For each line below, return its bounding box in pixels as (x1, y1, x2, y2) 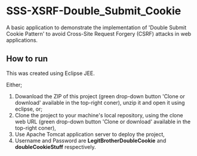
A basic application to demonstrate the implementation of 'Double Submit (6, 24, 187, 31)
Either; (6, 81, 23, 88)
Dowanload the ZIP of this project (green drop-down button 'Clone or (14, 92, 185, 99)
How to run (6, 54, 48, 64)
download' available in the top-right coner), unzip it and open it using (14, 99, 185, 106)
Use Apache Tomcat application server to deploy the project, (14, 130, 165, 138)
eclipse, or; (14, 105, 43, 113)
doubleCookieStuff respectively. (14, 143, 96, 150)
